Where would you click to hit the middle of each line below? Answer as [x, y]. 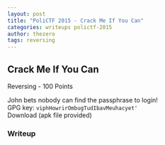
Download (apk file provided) [50, 115]
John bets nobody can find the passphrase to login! [82, 100]
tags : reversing [31, 41]
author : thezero [31, 34]
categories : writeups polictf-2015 [60, 27]
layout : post [27, 14]
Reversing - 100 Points [40, 86]
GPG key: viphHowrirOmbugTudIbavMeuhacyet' [73, 107]
